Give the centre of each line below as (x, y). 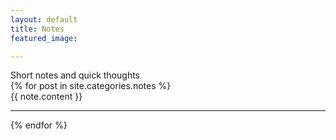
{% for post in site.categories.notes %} (91, 86)
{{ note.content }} (46, 97)
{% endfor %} (39, 125)
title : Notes (37, 29)
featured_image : (44, 38)
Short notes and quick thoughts (75, 75)
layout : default (44, 19)
